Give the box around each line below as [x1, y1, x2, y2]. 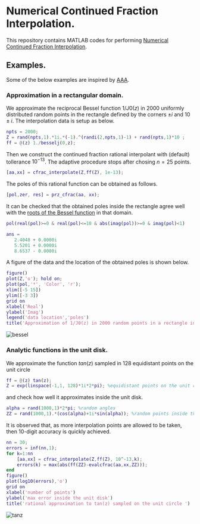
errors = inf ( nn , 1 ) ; [6, 445, 58, 451]
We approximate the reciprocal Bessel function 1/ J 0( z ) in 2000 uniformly [6, 104, 185, 112]
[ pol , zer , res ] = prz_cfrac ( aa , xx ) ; [6, 192, 100, 198]
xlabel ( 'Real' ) [6, 303, 44, 310]
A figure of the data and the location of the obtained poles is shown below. [6, 258, 189, 266]
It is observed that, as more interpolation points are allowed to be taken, [6, 422, 183, 429]
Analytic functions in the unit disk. [6, 346, 108, 355]
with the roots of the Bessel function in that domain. [6, 209, 133, 216]
